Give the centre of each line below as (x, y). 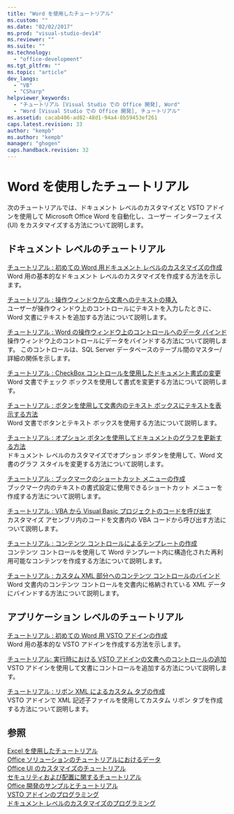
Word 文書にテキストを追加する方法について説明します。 (89, 317)
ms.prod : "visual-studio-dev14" (54, 33)
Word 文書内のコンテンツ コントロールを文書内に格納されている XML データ (117, 584)
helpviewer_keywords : (39, 99)
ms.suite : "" (26, 46)
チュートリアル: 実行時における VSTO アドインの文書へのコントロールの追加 (117, 659)
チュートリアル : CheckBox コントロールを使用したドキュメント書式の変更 (114, 373)
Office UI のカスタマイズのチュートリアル (67, 769)
